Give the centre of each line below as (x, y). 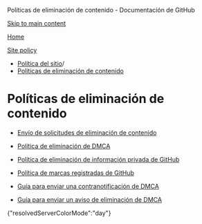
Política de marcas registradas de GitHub (76, 173)
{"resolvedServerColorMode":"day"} (59, 213)
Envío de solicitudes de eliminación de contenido (87, 132)
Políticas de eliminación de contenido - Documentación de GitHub (101, 10)
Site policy (22, 50)
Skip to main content (37, 23)
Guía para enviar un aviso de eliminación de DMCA (90, 199)
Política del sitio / (40, 64)
